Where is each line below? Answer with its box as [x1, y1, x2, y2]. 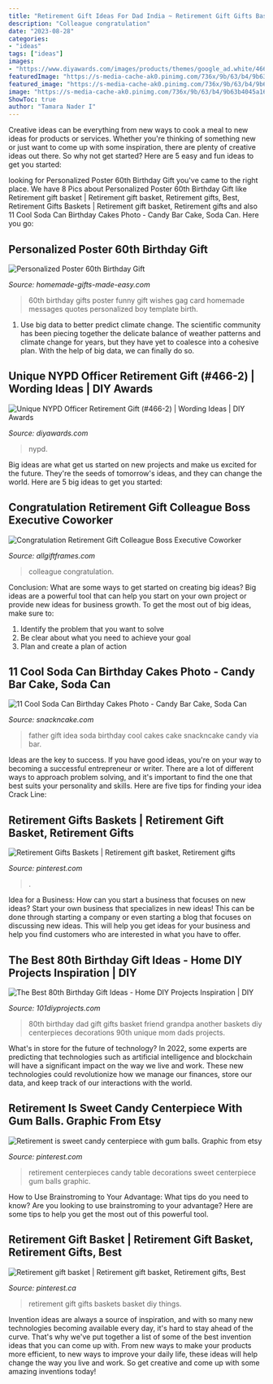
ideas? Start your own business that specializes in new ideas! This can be [8, 904, 255, 913]
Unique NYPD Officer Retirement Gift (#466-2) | [8, 370, 255, 383]
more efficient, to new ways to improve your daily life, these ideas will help [8, 1349, 258, 1359]
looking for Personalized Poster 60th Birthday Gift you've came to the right [8, 176, 258, 186]
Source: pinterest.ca [8, 1283, 77, 1293]
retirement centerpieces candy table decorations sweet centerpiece [28, 1167, 257, 1177]
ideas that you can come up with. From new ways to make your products [8, 1340, 252, 1350]
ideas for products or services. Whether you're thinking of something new [8, 134, 256, 143]
